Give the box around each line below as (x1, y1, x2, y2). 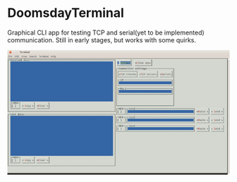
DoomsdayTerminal (7, 5, 125, 21)
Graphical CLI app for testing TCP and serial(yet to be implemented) (7, 28, 205, 37)
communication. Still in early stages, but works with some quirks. (7, 35, 196, 44)
